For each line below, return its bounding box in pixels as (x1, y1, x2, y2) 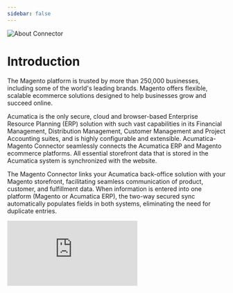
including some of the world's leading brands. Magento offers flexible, (7, 84, 208, 92)
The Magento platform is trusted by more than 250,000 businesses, (7, 76, 200, 85)
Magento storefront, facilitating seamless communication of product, (7, 177, 203, 185)
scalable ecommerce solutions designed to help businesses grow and (7, 91, 207, 99)
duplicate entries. (7, 206, 58, 215)
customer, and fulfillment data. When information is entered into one (7, 185, 202, 193)
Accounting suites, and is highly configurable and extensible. (7, 134, 182, 142)
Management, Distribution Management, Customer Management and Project (7, 126, 226, 135)
